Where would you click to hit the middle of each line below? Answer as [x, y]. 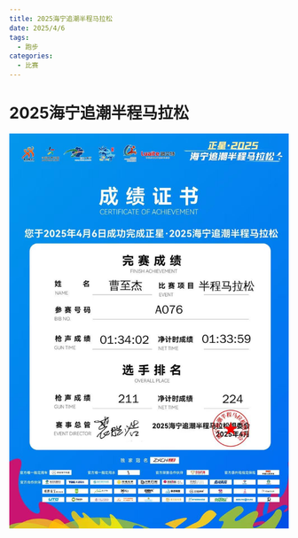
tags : [19, 37]
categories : [31, 56]
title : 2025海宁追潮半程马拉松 [61, 19]
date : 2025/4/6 [37, 28]
